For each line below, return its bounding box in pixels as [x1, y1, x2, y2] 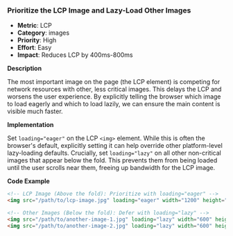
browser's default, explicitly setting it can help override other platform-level [7, 142, 223, 150]
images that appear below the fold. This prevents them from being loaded [7, 156, 218, 165]
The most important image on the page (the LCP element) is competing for [7, 78, 221, 86]
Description [7, 65, 42, 73]
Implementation [7, 121, 54, 129]
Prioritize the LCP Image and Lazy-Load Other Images [7, 6, 191, 15]
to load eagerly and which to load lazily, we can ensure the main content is [7, 100, 221, 108]
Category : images [17, 28, 70, 37]
